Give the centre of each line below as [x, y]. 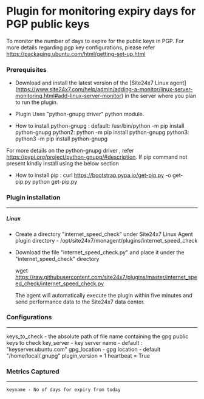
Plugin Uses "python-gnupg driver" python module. [80, 114]
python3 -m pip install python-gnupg [61, 139]
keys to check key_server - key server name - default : [74, 342]
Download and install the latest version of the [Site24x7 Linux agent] [100, 83]
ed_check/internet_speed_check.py [59, 283]
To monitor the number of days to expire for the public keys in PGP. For [95, 41]
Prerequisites [26, 69]
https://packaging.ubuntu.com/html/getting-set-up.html [76, 54]
